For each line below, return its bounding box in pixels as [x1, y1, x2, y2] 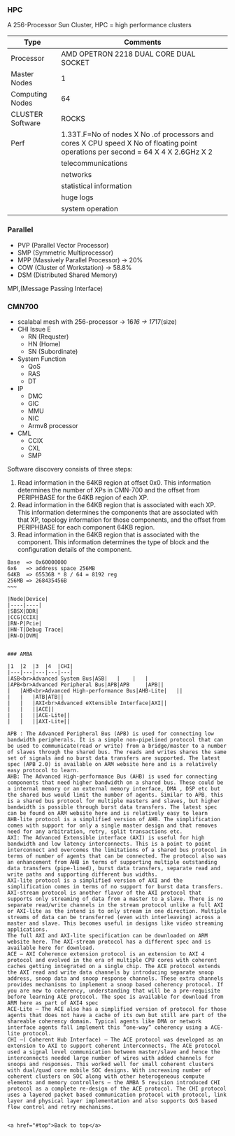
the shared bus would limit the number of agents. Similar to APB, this [7, 791, 224, 798]
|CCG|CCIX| [7, 613, 39, 620]
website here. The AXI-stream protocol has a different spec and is [7, 938, 211, 945]
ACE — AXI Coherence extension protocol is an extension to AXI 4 [7, 950, 205, 958]
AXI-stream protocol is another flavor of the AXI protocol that [7, 889, 201, 896]
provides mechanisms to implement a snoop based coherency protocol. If [7, 981, 224, 988]
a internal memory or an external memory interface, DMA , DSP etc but [7, 785, 220, 792]
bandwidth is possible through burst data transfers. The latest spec [7, 803, 218, 811]
